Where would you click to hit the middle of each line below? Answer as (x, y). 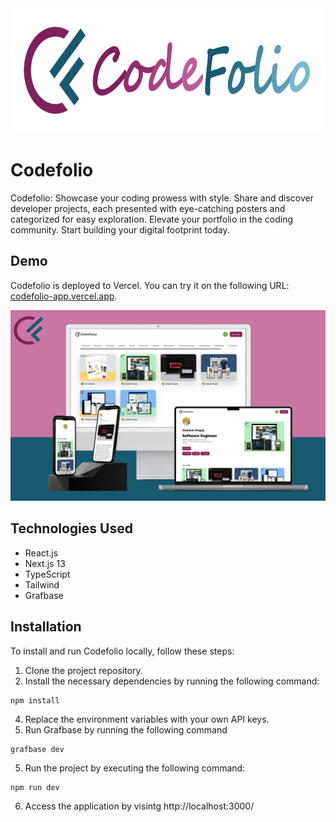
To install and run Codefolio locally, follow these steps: (122, 651)
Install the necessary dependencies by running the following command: (172, 681)
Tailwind (42, 584)
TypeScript (47, 574)
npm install (35, 700)
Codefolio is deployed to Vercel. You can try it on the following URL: (150, 285)
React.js (41, 553)
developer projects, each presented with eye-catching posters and (148, 208)
